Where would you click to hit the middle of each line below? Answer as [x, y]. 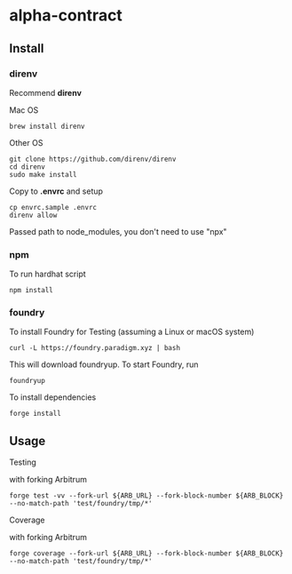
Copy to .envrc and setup [56, 191]
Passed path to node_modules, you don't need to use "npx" [118, 231]
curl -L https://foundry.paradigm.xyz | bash [95, 348]
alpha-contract [66, 16]
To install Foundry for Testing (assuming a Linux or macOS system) [132, 332]
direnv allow [33, 215]
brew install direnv [47, 126]
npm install [31, 291]
